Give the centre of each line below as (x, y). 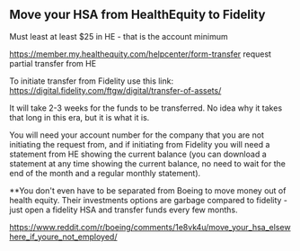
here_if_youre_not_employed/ (63, 237)
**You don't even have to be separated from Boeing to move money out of (148, 190)
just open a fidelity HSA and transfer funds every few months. (124, 210)
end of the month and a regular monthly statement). (105, 173)
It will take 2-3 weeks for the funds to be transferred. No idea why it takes (146, 108)
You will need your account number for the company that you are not (137, 135)
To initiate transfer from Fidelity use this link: (91, 81)
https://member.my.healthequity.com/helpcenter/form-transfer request (141, 54)
